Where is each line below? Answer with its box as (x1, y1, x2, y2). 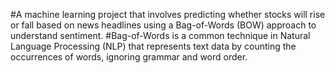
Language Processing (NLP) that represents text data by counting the (10, 40, 297, 52)
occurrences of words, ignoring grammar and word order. (10, 51, 248, 63)
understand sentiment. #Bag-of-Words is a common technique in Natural (10, 30, 311, 41)
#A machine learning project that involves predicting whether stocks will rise (10, 9, 326, 20)
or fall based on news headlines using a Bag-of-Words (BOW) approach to (10, 19, 317, 31)
